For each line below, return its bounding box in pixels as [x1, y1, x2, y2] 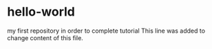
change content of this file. [7, 33, 84, 42]
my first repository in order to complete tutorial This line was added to [7, 27, 205, 35]
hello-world [7, 4, 76, 20]
